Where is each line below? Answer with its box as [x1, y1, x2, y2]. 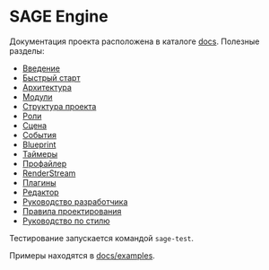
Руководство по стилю [22, 215, 110, 226]
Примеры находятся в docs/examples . [9, 249, 155, 261]
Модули [22, 91, 53, 102]
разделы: [9, 45, 45, 56]
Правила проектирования [22, 205, 122, 216]
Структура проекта [22, 100, 97, 111]
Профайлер [22, 158, 67, 169]
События [22, 129, 56, 140]
